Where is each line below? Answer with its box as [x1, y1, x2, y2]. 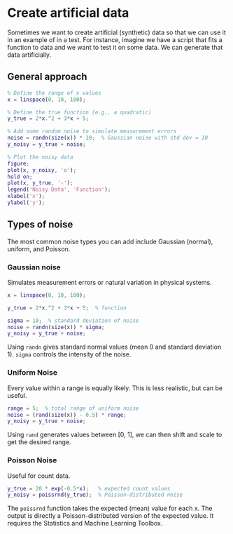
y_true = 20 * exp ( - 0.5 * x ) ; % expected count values [7, 485, 171, 492]
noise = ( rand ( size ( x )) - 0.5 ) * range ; [7, 411, 127, 418]
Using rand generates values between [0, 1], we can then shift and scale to [7, 430, 223, 439]
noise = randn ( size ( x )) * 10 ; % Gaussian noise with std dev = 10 [7, 135, 209, 142]
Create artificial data [7, 5, 129, 21]
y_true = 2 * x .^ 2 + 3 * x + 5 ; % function [7, 304, 127, 312]
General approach [7, 71, 87, 83]
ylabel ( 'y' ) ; [7, 199, 45, 206]
